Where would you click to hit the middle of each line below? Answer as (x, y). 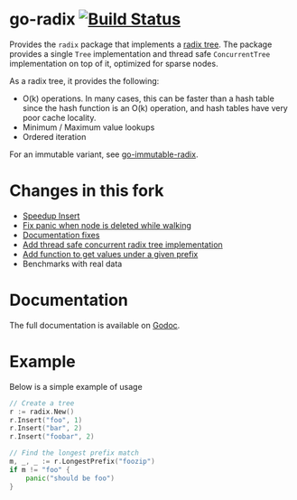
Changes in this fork (87, 191)
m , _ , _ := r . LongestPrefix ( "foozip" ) (82, 461)
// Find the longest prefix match (74, 453)
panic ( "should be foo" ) (70, 478)
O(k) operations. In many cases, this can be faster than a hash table (148, 98)
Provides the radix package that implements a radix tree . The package (141, 44)
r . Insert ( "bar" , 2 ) (46, 429)
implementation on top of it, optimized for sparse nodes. (114, 63)
